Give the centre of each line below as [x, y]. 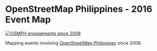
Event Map [28, 20]
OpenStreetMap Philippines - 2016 [79, 9]
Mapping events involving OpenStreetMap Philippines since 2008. [74, 43]
